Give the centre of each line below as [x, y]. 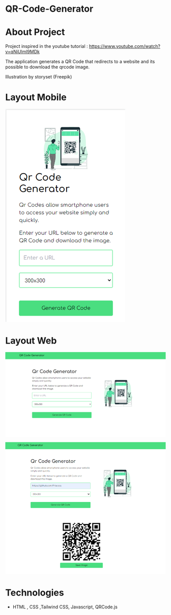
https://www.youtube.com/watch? [124, 46]
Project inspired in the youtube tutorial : [47, 46]
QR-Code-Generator [49, 9]
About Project [35, 32]
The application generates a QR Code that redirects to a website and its [80, 62]
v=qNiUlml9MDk [22, 52]
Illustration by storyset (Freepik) [39, 77]
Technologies [35, 592]
